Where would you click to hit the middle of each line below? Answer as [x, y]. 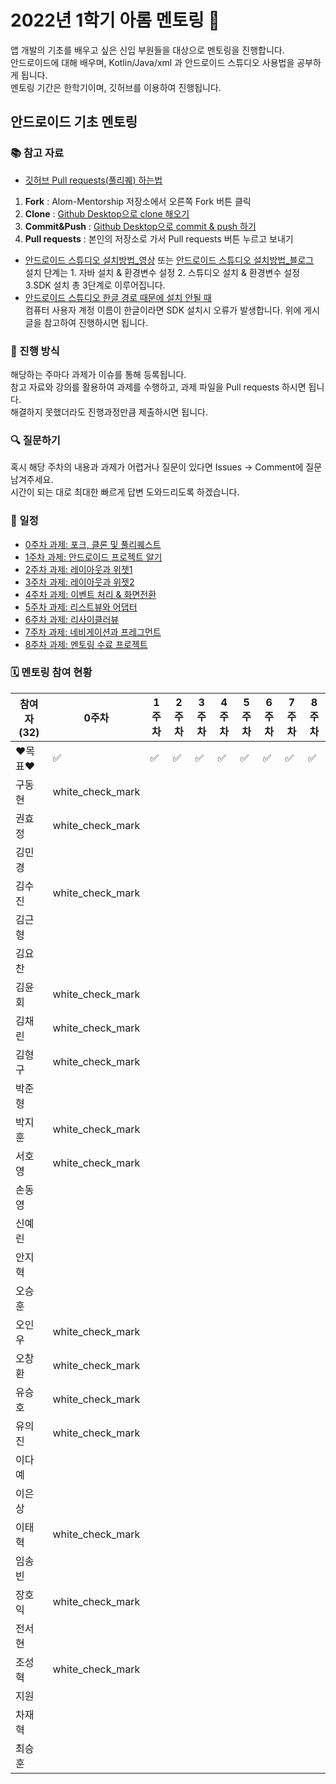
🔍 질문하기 [35, 440]
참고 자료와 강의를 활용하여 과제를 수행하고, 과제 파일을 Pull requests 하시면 [158, 387]
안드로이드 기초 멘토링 [74, 122]
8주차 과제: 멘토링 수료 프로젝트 [86, 644]
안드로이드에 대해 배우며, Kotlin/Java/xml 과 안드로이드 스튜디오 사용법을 [152, 62]
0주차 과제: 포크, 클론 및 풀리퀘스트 [93, 544]
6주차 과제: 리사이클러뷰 [72, 619]
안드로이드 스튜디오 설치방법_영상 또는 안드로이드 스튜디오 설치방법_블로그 [169, 260]
